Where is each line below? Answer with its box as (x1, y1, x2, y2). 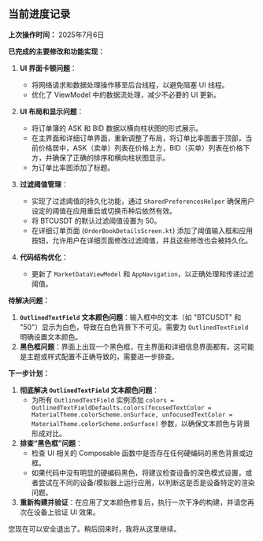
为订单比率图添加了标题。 (31, 162, 115, 172)
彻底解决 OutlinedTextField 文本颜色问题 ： (19, 385, 160, 395)
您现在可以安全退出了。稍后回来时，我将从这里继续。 (8, 524, 181, 533)
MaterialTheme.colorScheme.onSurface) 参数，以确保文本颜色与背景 (31, 418, 250, 428)
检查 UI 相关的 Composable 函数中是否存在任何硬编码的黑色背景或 (31, 448, 246, 458)
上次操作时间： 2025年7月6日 (8, 30, 105, 39)
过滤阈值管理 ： (19, 180, 69, 189)
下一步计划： (8, 369, 50, 378)
